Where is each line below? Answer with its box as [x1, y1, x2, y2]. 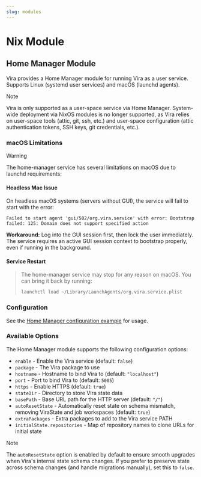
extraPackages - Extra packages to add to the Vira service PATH [14, 414, 173, 422]
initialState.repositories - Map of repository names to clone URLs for [14, 421, 194, 428]
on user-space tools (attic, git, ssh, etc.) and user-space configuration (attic [6, 117, 194, 124]
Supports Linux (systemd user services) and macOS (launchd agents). [6, 81, 180, 88]
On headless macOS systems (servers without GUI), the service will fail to [6, 197, 189, 205]
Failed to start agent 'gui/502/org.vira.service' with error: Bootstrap [6, 215, 195, 221]
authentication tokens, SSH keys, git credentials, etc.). [6, 123, 140, 131]
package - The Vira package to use [14, 363, 100, 371]
